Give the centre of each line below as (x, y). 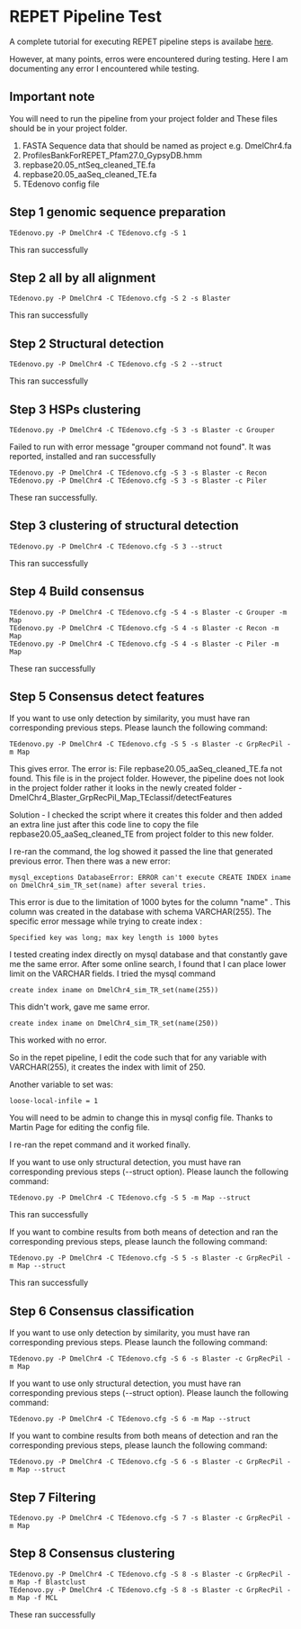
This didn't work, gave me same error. (80, 1007)
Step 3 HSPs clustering (75, 409)
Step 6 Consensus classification (102, 1311)
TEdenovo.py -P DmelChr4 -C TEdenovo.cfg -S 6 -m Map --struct (130, 1419)
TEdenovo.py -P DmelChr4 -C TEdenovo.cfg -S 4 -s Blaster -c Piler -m (144, 644)
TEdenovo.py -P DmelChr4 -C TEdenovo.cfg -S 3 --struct (116, 547)
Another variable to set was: (62, 1085)
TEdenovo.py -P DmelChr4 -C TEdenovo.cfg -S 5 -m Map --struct (130, 1198)
